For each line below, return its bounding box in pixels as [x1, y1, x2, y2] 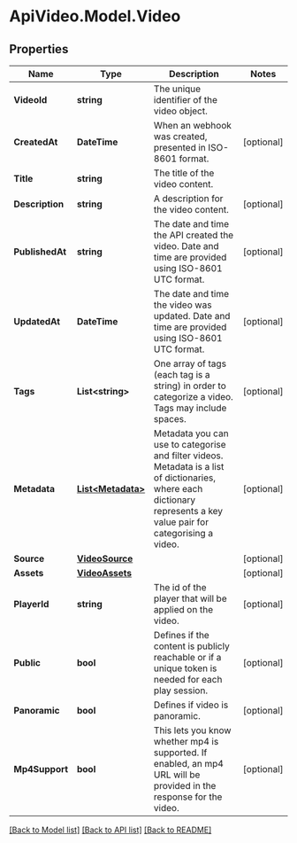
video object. [153, 105, 208, 117]
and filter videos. [153, 449, 224, 462]
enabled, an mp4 [153, 758, 224, 769]
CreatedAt [13, 136, 58, 148]
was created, [153, 130, 208, 143]
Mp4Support [13, 763, 69, 775]
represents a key [153, 505, 224, 517]
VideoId [13, 94, 48, 105]
